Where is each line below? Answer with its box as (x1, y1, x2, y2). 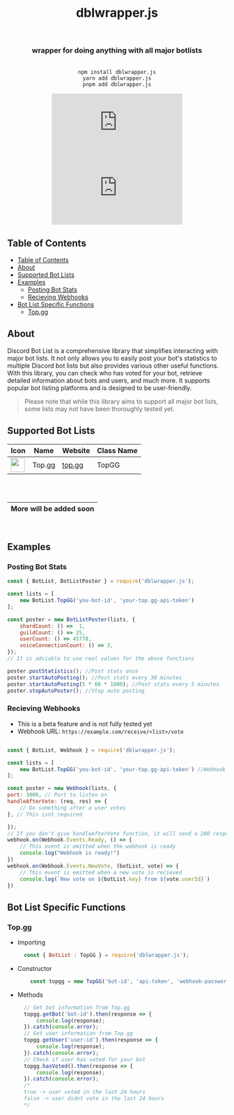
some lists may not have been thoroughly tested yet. (24, 404, 175, 413)
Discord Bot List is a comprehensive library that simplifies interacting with (7, 346, 218, 354)
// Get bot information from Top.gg (24, 1004, 130, 1011)
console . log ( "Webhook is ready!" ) (19, 849, 120, 857)
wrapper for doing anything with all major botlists (31, 45, 203, 55)
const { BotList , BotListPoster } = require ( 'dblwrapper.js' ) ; (7, 578, 195, 585)
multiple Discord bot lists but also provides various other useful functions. (7, 361, 219, 370)
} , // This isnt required (7, 811, 82, 818)
